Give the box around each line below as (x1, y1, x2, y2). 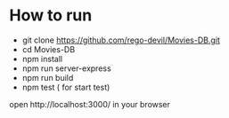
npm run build (21, 72, 74, 83)
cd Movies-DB (21, 43, 76, 54)
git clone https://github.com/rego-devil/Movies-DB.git (21, 35, 221, 45)
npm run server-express (21, 63, 111, 74)
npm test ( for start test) (21, 82, 110, 92)
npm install (21, 53, 63, 64)
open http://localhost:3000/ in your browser (9, 98, 171, 109)
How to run (9, 5, 93, 26)
